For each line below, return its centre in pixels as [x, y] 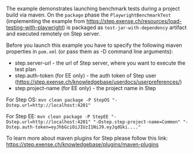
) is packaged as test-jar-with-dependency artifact [125, 27]
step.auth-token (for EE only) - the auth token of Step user [86, 76]
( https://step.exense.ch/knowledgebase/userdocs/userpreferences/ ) [98, 82]
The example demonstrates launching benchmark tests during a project [93, 9]
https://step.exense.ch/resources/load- [134, 21]
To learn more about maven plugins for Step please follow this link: [87, 138]
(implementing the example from [46, 21]
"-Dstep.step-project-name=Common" [137, 122]
